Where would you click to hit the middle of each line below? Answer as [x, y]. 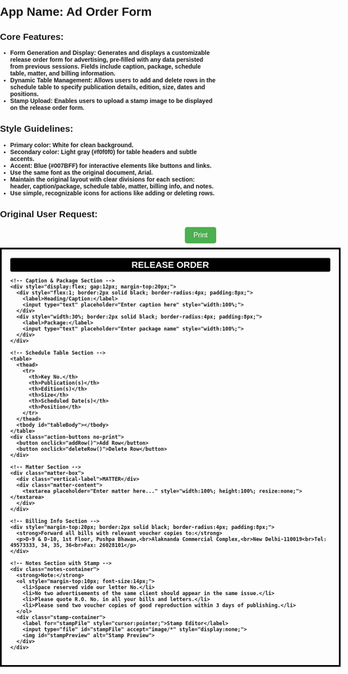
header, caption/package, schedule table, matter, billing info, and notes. [112, 186]
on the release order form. [47, 108]
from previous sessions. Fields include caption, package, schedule [106, 66]
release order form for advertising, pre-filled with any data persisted [107, 59]
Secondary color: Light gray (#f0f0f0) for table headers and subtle [103, 152]
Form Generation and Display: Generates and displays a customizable [110, 53]
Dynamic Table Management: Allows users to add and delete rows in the [113, 80]
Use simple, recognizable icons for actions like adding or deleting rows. [112, 193]
